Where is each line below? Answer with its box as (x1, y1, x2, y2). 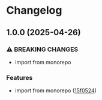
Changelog (6, 4, 62, 17)
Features (6, 73, 33, 82)
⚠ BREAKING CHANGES (6, 45, 79, 54)
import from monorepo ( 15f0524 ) (14, 87, 97, 94)
